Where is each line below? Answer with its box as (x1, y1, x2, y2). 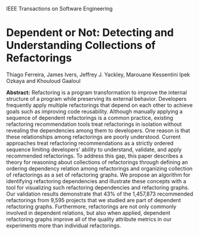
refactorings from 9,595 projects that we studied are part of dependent (6, 196, 181, 203)
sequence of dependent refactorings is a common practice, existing (6, 114, 173, 121)
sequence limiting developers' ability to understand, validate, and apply (6, 146, 182, 153)
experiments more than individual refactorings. (6, 222, 121, 229)
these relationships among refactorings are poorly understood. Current (6, 133, 181, 140)
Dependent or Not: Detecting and (6, 26, 174, 39)
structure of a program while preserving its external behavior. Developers (6, 95, 187, 102)
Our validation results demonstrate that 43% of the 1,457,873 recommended (6, 190, 194, 197)
